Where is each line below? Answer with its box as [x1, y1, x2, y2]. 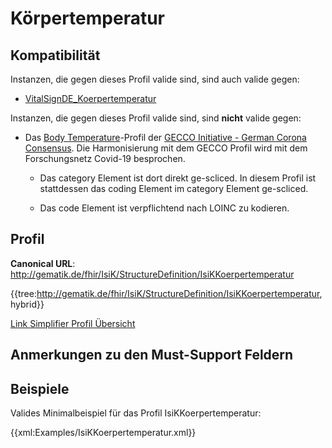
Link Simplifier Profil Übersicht [10, 317, 136, 329]
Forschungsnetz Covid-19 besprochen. [24, 153, 186, 164]
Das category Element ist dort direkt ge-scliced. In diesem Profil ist [39, 172, 317, 184]
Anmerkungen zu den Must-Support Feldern [10, 347, 294, 364]
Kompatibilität [10, 47, 101, 64]
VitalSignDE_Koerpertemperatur [24, 93, 157, 104]
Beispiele [10, 380, 70, 397]
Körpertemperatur [10, 7, 165, 30]
